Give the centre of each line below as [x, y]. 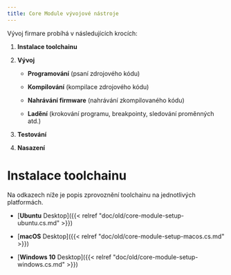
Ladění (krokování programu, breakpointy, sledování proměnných [121, 113]
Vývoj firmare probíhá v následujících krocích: [73, 33]
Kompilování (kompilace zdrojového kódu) [88, 86]
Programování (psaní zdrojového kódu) [84, 73]
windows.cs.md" [41, 264]
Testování [32, 134]
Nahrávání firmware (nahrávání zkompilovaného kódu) [106, 100]
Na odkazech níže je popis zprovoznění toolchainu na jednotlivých [101, 195]
